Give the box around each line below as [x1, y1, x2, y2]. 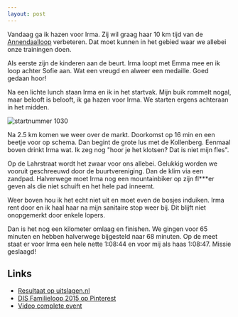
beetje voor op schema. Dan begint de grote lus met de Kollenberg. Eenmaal [7, 138, 231, 146]
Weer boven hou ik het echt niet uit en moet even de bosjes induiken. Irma [7, 195, 225, 204]
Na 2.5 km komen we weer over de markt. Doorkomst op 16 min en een [7, 130, 215, 139]
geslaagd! [7, 247, 37, 256]
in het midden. [7, 102, 50, 111]
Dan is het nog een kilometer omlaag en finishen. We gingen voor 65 [7, 225, 208, 233]
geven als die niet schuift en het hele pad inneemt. [7, 182, 155, 190]
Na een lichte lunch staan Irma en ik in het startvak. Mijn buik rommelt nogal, [7, 87, 232, 96]
